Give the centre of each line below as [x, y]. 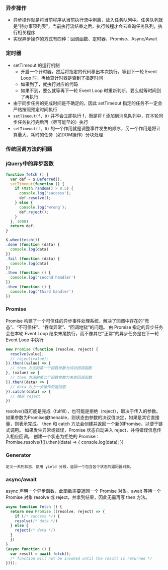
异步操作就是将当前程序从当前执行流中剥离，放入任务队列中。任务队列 [86, 20]
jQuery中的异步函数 [30, 164]
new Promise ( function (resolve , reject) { [52, 349]
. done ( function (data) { [33, 245]
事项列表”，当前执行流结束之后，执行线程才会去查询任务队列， [93, 26]
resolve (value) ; [27, 354]
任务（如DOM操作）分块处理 [74, 134]
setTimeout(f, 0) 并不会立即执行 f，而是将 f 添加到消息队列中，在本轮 [86, 116]
